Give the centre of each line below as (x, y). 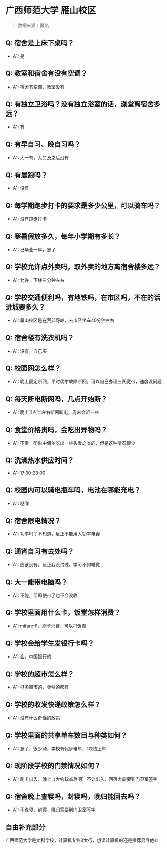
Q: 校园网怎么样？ (33, 369)
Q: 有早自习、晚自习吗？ (43, 144)
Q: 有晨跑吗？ (27, 175)
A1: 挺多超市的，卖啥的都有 (41, 687)
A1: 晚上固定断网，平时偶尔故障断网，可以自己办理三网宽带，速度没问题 (87, 381)
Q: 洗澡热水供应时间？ (40, 460)
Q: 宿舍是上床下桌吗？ (40, 43)
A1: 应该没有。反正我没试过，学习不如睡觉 (56, 564)
